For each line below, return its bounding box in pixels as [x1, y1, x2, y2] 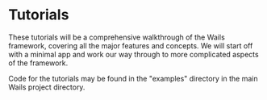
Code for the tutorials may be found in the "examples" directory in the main [8, 73, 258, 83]
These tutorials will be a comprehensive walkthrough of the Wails [8, 32, 226, 42]
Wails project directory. [8, 82, 86, 92]
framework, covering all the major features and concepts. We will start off [8, 40, 253, 50]
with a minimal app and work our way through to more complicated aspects [8, 49, 260, 59]
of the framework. [8, 58, 69, 68]
